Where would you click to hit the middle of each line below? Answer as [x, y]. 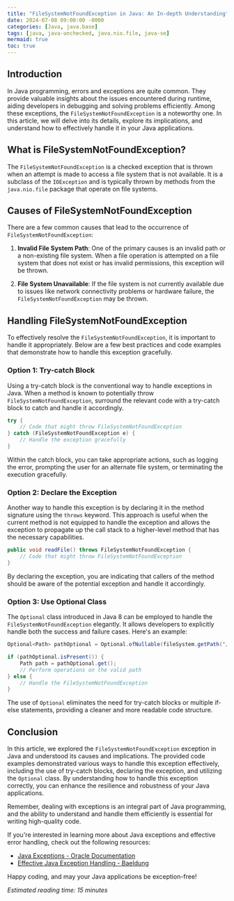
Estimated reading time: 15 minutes [57, 890]
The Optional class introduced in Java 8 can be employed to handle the [110, 617]
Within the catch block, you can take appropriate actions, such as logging [112, 460]
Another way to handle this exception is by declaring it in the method [106, 508]
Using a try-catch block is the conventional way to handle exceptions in [110, 385]
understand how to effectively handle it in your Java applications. [101, 128]
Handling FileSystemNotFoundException [97, 321]
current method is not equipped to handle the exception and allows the [109, 522]
